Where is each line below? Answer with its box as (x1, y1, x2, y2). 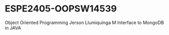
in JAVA (5, 24, 22, 30)
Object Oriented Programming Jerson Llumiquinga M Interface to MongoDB (5, 19, 164, 25)
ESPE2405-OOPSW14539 (5, 3, 117, 14)
